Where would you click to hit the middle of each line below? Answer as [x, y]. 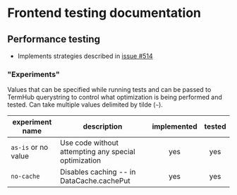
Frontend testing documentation [104, 13]
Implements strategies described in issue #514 [85, 56]
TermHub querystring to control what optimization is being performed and [115, 97]
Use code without [89, 143]
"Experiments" [34, 74]
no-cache [25, 177]
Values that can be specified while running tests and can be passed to [109, 90]
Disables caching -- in [98, 172]
